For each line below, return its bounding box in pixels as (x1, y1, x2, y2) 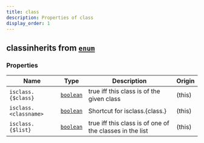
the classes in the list (88, 127, 148, 135)
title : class (6, 9, 39, 15)
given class (88, 95, 121, 103)
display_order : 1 (6, 20, 50, 26)
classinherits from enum (6, 43, 95, 53)
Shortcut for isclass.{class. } (88, 107, 167, 116)
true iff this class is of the (88, 87, 161, 96)
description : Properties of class (6, 15, 94, 21)
